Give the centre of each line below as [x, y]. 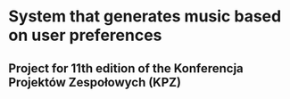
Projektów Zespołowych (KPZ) [95, 82]
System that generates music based [145, 16]
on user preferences [85, 35]
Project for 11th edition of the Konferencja [126, 68]
